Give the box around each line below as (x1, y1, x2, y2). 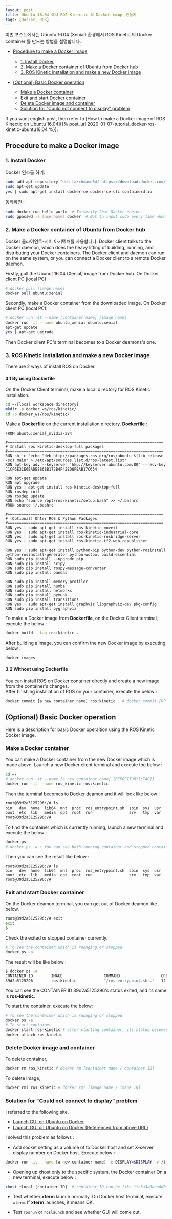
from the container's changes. (5, 683, 69, 689)
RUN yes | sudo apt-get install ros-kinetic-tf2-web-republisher (5, 539, 147, 544)
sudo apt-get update (5, 184, 50, 189)
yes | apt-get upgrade (5, 330, 54, 335)
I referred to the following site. (5, 1109, 69, 1115)
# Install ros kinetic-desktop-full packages (5, 444, 104, 449)
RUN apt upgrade (5, 480, 40, 485)
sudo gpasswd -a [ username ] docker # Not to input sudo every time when (5, 214, 166, 219)
